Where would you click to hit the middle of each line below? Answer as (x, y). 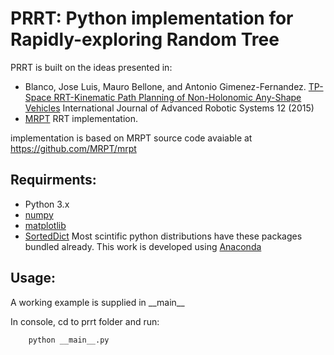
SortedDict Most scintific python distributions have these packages (163, 236)
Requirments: (53, 180)
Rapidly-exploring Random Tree (145, 39)
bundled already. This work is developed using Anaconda (143, 246)
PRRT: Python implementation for (152, 18)
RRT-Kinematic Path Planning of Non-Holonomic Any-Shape (177, 97)
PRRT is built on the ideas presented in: (91, 67)
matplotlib (45, 225)
